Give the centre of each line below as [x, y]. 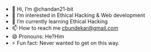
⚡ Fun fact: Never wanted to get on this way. [65, 43]
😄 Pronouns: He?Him [38, 36]
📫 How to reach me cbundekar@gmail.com [65, 28]
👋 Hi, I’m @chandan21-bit [42, 9]
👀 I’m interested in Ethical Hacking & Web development [78, 15]
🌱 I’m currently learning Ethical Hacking [60, 21]
